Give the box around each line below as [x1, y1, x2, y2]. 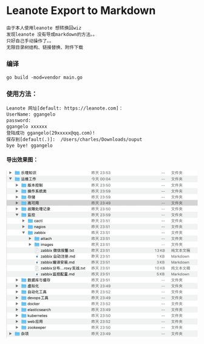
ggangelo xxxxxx [6, 123, 47, 130]
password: [6, 117, 32, 124]
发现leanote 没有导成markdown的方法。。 [6, 31, 98, 37]
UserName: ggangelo [6, 111, 56, 118]
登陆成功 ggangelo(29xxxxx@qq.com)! [6, 130, 95, 136]
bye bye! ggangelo [6, 142, 53, 149]
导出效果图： [6, 156, 38, 163]
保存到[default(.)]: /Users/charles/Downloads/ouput [6, 136, 143, 142]
